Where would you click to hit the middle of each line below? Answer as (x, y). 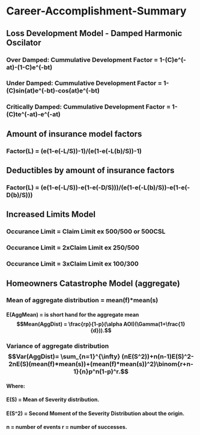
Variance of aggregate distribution (58, 345)
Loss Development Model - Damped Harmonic (94, 33)
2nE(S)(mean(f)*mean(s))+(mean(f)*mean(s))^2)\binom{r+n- (101, 364)
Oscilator (24, 42)
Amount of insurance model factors (74, 134)
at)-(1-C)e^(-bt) (29, 67)
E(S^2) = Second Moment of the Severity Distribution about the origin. (95, 413)
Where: (16, 386)
